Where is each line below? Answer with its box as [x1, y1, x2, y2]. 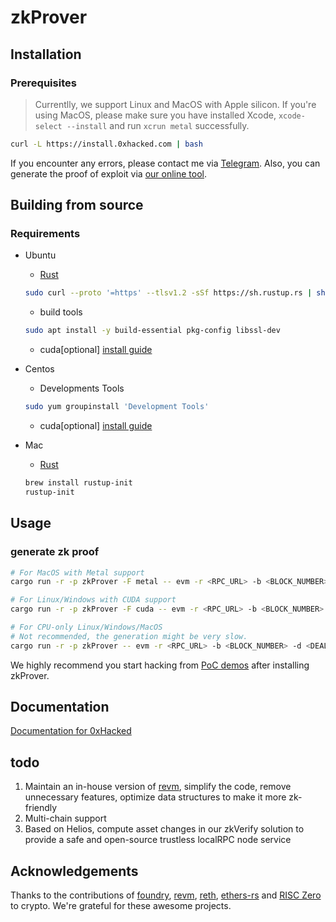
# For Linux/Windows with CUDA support [10, 595, 177, 605]
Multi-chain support [24, 812, 107, 825]
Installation [10, 46, 82, 63]
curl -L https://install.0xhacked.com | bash [10, 139, 203, 149]
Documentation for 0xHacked [10, 725, 132, 737]
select [34, 121, 63, 131]
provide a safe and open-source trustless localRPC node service [24, 834, 292, 846]
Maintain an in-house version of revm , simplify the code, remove [24, 781, 292, 793]
